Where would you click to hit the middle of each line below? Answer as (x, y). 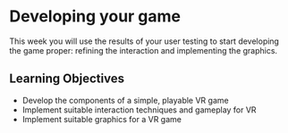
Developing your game (95, 17)
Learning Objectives (67, 79)
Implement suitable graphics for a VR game (102, 119)
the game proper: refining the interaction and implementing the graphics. (144, 50)
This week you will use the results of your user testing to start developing (144, 41)
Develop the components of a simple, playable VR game (126, 100)
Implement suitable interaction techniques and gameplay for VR (139, 110)
